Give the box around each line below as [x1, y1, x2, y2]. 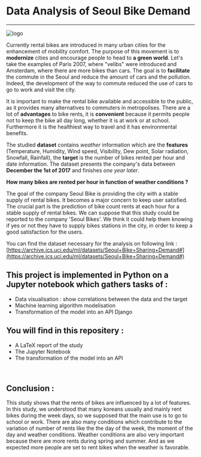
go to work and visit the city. [6, 86, 77, 93]
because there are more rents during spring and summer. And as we [6, 437, 175, 445]
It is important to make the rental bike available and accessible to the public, [6, 97, 193, 104]
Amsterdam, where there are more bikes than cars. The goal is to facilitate [6, 67, 190, 74]
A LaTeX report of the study [14, 341, 83, 349]
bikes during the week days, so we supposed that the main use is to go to [6, 412, 188, 419]
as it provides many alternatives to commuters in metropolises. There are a [6, 104, 191, 111]
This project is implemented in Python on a [6, 270, 169, 280]
